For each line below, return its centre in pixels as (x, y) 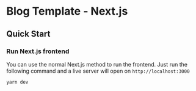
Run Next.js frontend (38, 51)
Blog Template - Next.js (67, 11)
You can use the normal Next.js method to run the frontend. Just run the (97, 64)
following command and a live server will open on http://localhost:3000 (98, 71)
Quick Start (28, 34)
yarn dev (17, 82)
